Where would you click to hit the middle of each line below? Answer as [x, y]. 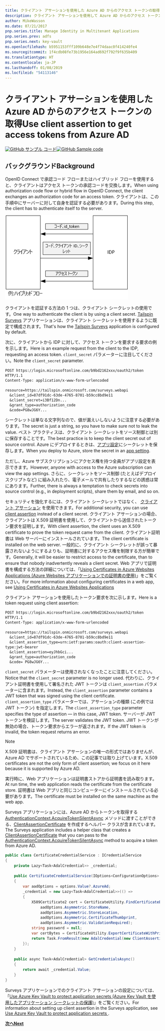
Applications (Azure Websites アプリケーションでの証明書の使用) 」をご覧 [79, 575]
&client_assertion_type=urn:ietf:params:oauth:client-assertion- [78, 642]
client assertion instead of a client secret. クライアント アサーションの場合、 [82, 514]
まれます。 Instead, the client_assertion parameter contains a [89, 690]
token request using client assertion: [42, 603]
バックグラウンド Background [50, 166]
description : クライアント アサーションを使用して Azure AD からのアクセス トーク [82, 16]
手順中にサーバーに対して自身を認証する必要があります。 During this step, [80, 203]
